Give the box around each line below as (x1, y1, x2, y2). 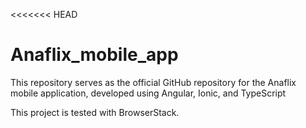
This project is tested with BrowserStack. (10, 106, 180, 118)
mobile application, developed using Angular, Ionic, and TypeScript (10, 87, 287, 99)
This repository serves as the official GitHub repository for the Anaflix (10, 76, 297, 88)
